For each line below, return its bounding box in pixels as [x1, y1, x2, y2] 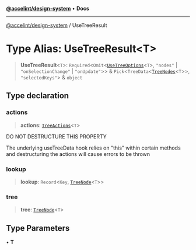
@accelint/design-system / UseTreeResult [6, 22, 107, 29]
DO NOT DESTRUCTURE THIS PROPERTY [6, 133, 107, 140]
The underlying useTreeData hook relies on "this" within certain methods [6, 144, 181, 151]
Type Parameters [6, 223, 70, 233]
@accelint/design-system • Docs [6, 5, 89, 12]
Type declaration [6, 91, 69, 101]
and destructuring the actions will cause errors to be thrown [6, 150, 150, 157]
